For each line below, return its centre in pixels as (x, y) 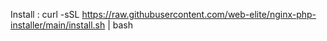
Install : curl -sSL (45, 14)
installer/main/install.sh (58, 25)
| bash (120, 25)
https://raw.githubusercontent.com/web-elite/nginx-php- (199, 14)
